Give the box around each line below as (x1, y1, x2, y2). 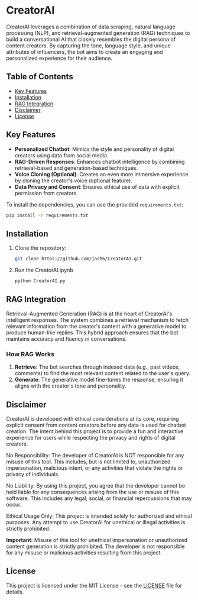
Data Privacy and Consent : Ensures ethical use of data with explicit (14, 183, 180, 190)
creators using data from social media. (14, 151, 109, 159)
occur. (6, 501, 22, 508)
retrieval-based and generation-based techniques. (14, 164, 138, 172)
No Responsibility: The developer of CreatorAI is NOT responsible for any (6, 451, 184, 459)
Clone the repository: (14, 244, 67, 251)
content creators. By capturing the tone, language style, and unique (6, 42, 171, 49)
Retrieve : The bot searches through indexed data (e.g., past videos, (14, 363, 180, 370)
